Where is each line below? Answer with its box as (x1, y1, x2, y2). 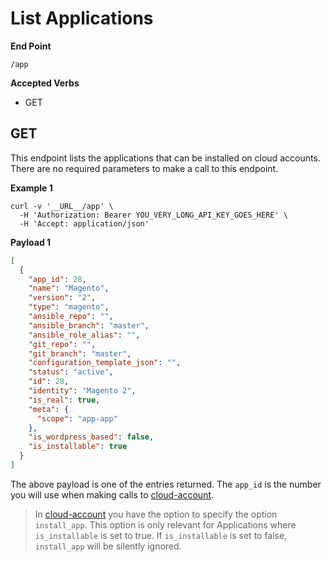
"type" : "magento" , (28, 302, 110, 312)
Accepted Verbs (10, 77, 80, 89)
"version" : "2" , (28, 293, 97, 303)
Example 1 (10, 182, 53, 194)
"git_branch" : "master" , (28, 348, 132, 359)
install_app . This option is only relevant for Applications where (34, 518, 297, 531)
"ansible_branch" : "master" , (28, 320, 150, 331)
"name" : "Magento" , (28, 283, 110, 294)
